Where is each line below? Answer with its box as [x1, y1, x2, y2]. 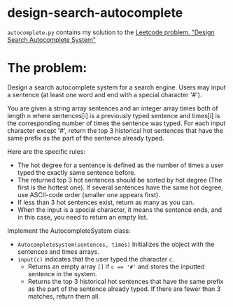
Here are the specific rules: [7, 147, 86, 155]
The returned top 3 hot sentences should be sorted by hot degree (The [17, 176, 223, 184]
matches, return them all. [27, 292, 100, 300]
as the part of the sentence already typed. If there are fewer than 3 [27, 285, 221, 293]
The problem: [7, 60, 87, 76]
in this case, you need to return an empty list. [17, 213, 148, 221]
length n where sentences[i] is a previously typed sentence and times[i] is [7, 111, 220, 120]
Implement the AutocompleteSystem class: [7, 226, 131, 235]
